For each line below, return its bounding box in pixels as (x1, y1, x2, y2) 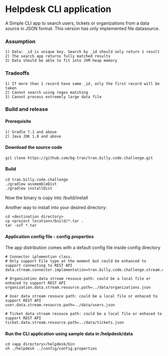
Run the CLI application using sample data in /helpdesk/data (5, 330, 133, 336)
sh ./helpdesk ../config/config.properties (5, 346, 97, 351)
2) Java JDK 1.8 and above (5, 134, 61, 139)
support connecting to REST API (5, 263, 72, 268)
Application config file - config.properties (5, 233, 94, 239)
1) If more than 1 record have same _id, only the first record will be (5, 81, 160, 86)
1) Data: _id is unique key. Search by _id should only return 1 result (5, 49, 160, 55)
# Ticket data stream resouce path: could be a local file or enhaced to (5, 311, 162, 316)
